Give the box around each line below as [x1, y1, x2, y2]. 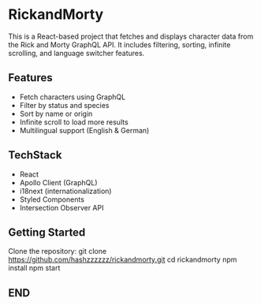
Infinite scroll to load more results [19, 117, 129, 127]
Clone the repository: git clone [8, 247, 107, 256]
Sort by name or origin [19, 109, 93, 118]
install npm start [8, 263, 61, 273]
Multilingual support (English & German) [19, 125, 150, 135]
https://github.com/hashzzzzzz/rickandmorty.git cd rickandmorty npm [8, 255, 237, 265]
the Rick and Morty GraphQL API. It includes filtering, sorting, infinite [8, 39, 231, 49]
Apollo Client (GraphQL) [19, 177, 98, 187]
